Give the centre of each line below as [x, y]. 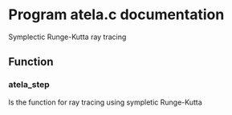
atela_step [29, 85]
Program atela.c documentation [116, 15]
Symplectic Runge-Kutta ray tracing [67, 37]
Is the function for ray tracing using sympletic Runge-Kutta [105, 102]
